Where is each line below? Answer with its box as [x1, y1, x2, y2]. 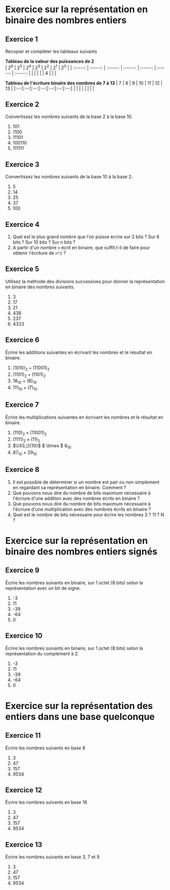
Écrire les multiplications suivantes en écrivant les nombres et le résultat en [5, 414, 164, 420]
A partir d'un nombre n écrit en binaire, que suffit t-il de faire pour [12, 244, 150, 251]
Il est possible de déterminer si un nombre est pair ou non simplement [12, 479, 159, 485]
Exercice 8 [5, 465, 40, 474]
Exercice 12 [5, 786, 42, 794]
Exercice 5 [5, 265, 40, 273]
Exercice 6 [5, 336, 40, 345]
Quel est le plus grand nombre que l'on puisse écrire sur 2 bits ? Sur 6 [12, 234, 160, 240]
